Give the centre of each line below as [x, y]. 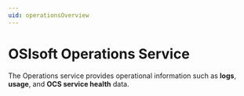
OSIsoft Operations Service [99, 53]
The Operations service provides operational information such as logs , [122, 76]
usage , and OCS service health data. [69, 84]
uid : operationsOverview [49, 15]
